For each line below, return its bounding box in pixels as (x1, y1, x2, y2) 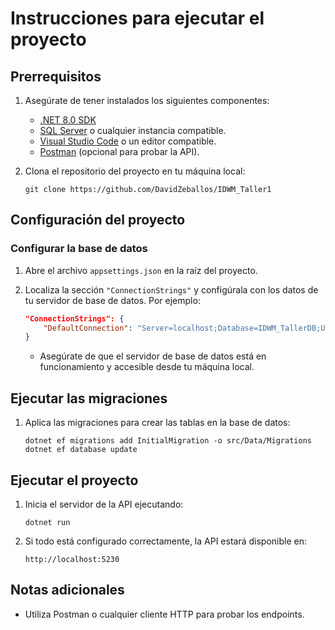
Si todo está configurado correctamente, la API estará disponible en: (24, 535, 307, 547)
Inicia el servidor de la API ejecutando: (24, 498, 184, 510)
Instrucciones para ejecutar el (10, 7, 265, 30)
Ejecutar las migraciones (10, 390, 168, 407)
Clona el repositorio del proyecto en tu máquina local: (24, 165, 246, 177)
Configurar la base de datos (10, 242, 148, 256)
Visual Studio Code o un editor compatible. (39, 135, 217, 147)
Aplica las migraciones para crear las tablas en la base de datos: (24, 417, 291, 429)
